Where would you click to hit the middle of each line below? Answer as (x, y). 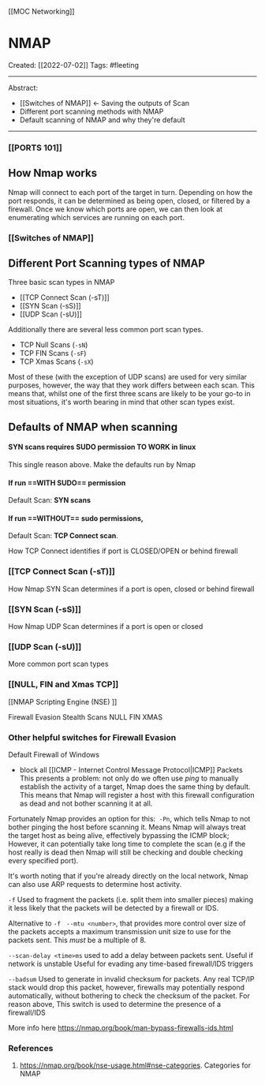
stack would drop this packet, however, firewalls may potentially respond (127, 987)
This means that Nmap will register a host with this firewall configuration (137, 795)
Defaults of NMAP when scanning (93, 427)
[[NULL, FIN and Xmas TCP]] (63, 684)
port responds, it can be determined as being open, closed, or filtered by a (129, 200)
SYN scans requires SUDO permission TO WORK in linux (102, 447)
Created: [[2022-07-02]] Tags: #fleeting (74, 65)
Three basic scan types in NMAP (62, 282)
